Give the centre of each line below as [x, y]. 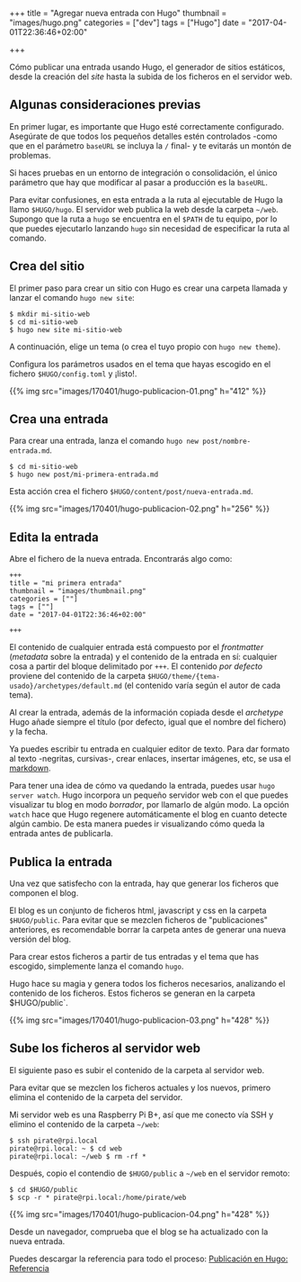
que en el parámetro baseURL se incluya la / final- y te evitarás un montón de [150, 145]
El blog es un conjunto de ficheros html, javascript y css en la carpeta [138, 911]
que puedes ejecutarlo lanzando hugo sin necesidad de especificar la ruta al [150, 228]
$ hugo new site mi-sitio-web [66, 330]
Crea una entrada [59, 419]
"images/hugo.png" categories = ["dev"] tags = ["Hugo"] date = [128, 23]
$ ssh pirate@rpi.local [54, 1141]
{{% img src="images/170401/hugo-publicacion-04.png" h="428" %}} [140, 1214]
